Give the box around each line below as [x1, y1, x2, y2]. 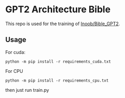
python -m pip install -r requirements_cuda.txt [5, 59, 111, 64]
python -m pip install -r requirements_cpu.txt [5, 78, 109, 83]
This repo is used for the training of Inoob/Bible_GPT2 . [5, 21, 120, 27]
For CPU [5, 68, 23, 74]
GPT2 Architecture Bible [5, 4, 111, 15]
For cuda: [5, 49, 26, 55]
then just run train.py [5, 87, 50, 93]
